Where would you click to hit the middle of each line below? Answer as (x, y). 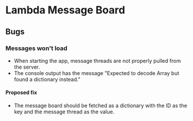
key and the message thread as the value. (64, 112)
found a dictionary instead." (47, 79)
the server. (27, 67)
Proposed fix (21, 92)
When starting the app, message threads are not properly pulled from (97, 61)
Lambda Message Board (65, 10)
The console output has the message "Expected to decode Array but (96, 73)
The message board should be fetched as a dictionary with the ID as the (101, 106)
